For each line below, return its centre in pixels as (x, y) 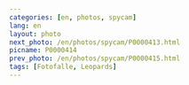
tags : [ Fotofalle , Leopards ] (63, 67)
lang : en (25, 26)
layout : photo (35, 34)
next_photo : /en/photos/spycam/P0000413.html (94, 42)
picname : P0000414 (43, 50)
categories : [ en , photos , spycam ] (73, 17)
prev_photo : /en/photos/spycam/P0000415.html (94, 58)
